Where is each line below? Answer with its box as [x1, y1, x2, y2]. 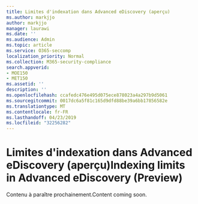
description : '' [6, 87, 47, 93]
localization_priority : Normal [6, 53, 85, 59]
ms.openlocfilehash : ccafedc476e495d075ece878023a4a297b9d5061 [6, 92, 168, 98]
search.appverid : [6, 64, 50, 71]
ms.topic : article [6, 42, 52, 48]
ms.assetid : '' [6, 81, 44, 87]
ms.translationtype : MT [6, 103, 66, 109]
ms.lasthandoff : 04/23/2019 [6, 114, 77, 120]
